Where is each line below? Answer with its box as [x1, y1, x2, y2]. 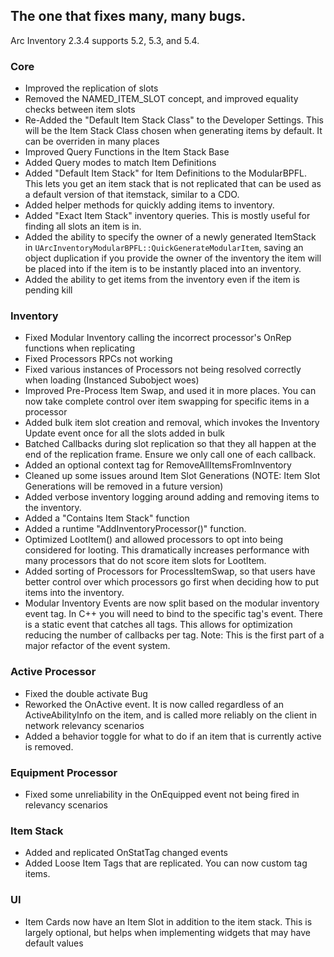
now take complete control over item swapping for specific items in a [24, 395, 310, 408]
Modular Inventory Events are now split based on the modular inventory [24, 597, 320, 609]
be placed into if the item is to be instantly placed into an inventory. [24, 263, 302, 275]
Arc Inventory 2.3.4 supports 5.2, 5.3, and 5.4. [10, 34, 200, 46]
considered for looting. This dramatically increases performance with [24, 544, 310, 556]
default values [24, 937, 84, 949]
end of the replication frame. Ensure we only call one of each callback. [24, 449, 317, 461]
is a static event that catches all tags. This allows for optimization [24, 619, 293, 631]
